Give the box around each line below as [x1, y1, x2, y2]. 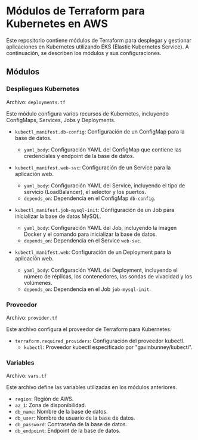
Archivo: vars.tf [6, 372, 47, 380]
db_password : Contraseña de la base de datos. [14, 421, 128, 428]
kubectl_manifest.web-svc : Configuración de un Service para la [14, 163, 171, 171]
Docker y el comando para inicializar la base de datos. [23, 230, 157, 238]
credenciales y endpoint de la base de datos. [23, 152, 135, 159]
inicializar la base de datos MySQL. [14, 213, 101, 220]
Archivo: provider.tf [6, 314, 58, 321]
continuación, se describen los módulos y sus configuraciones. [6, 49, 162, 56]
